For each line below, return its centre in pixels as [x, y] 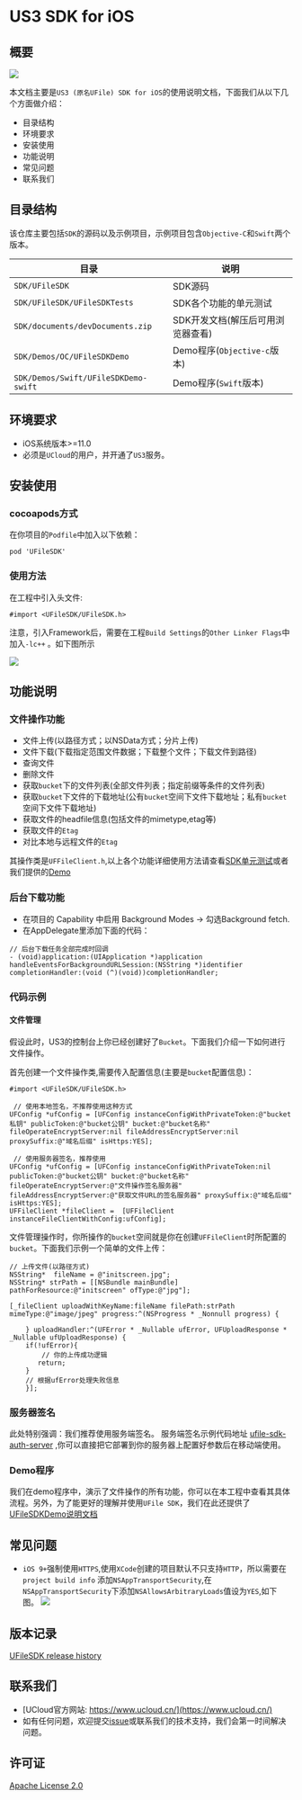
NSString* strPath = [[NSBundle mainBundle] [94, 1282]
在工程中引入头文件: [46, 597]
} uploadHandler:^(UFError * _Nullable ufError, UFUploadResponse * [156, 1330]
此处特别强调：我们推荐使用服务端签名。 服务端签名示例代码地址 [129, 1434]
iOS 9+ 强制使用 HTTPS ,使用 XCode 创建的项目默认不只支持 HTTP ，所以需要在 [155, 1569]
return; [52, 1363]
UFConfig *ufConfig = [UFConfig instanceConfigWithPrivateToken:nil [140, 1167]
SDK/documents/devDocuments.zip [83, 326]
